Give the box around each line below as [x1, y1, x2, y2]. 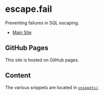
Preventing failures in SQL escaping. [5, 20, 79, 26]
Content [5, 71, 31, 80]
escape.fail [5, 3, 52, 15]
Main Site [12, 29, 32, 35]
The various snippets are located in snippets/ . [5, 84, 100, 90]
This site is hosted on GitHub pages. [5, 57, 79, 63]
